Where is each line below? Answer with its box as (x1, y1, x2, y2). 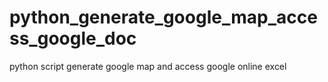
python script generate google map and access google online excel (9, 60, 287, 72)
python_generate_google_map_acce (9, 6, 318, 29)
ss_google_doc (9, 27, 137, 50)
